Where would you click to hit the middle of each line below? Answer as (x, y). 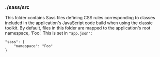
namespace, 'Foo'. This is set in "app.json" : (48, 33)
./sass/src (17, 7)
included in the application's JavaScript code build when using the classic (79, 23)
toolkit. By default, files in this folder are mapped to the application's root (78, 28)
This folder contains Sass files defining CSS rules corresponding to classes (80, 18)
